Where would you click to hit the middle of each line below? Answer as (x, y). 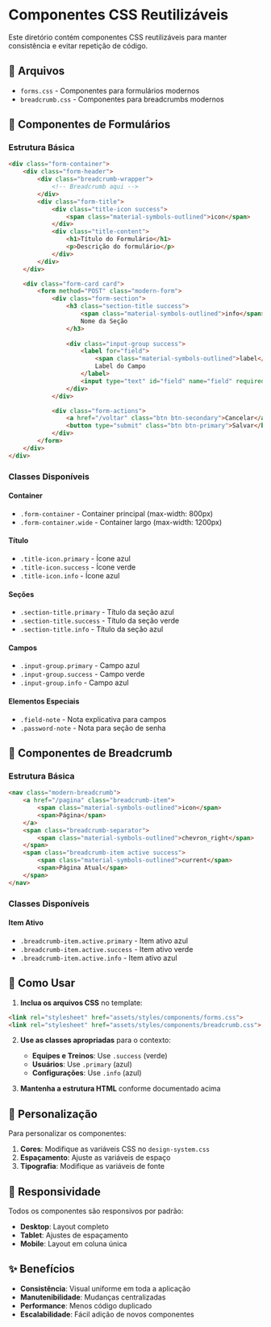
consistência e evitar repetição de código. (78, 45)
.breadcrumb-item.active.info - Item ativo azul (98, 958)
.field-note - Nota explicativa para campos (93, 719)
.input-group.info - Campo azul (74, 682)
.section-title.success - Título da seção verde (100, 621)
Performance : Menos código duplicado (86, 1305)
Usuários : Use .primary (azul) (82, 1064)
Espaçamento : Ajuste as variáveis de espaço (95, 1158)
